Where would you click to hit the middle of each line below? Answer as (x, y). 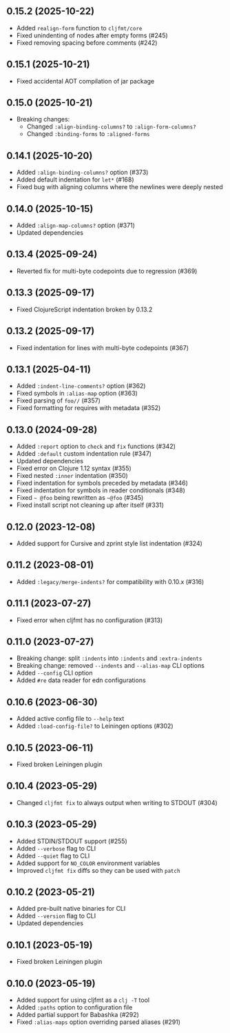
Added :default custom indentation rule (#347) (84, 454)
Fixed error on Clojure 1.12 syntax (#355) (74, 468)
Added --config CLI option (54, 673)
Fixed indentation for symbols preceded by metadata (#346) (102, 483)
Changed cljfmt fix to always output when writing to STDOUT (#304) (117, 802)
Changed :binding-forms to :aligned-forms (88, 134)
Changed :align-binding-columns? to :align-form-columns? (112, 126)
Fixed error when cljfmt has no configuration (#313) (90, 620)
